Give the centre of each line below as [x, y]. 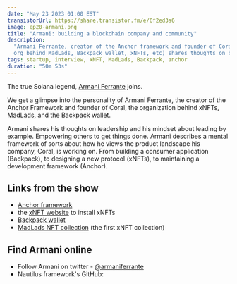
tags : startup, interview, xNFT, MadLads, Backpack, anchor [98, 60]
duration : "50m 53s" [38, 66]
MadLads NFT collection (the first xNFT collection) [91, 228]
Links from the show [53, 189]
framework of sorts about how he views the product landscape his [104, 143]
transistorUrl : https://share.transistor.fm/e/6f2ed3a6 [91, 20]
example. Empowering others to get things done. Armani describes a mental [118, 136]
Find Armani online [50, 250]
